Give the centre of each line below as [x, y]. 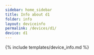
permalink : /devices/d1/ [31, 28]
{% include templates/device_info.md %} [47, 47]
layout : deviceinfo [25, 24]
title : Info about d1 [28, 14]
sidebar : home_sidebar [29, 10]
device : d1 [16, 33]
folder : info [19, 19]
